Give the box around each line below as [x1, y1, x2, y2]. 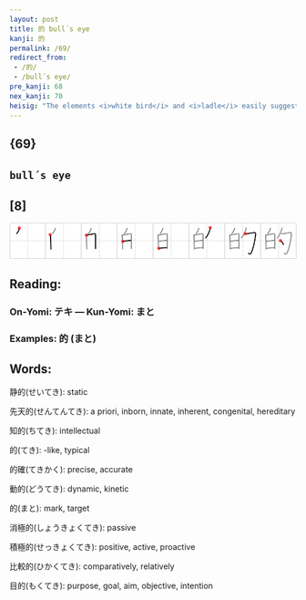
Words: [9, 361, 52, 377]
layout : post [9, 15, 59, 24]
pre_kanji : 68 [9, 82, 64, 91]
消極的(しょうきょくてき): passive [9, 522, 137, 533]
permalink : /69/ [9, 44, 71, 53]
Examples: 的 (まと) [9, 333, 97, 346]
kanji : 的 [9, 34, 46, 43]
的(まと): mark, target [9, 502, 90, 514]
